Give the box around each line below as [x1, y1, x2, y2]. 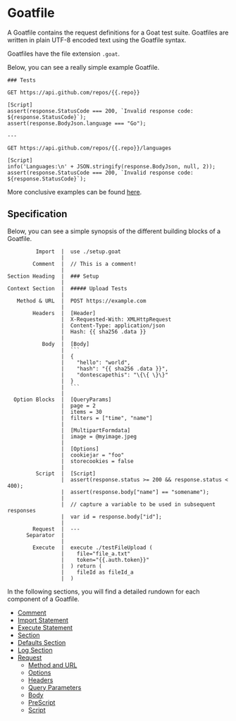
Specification [7, 208, 68, 220]
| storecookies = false [61, 457, 134, 464]
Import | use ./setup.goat [35, 248, 121, 255]
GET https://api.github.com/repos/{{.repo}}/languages [7, 144, 172, 152]
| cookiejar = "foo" [61, 451, 125, 459]
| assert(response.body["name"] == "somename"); [61, 488, 210, 495]
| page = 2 [61, 402, 97, 409]
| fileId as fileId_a [61, 569, 134, 576]
